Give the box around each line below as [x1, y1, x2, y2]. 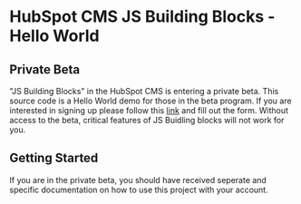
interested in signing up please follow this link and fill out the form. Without [9, 105, 288, 115]
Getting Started [9, 151, 99, 166]
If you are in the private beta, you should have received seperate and [9, 174, 267, 185]
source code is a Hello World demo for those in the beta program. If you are [9, 95, 292, 106]
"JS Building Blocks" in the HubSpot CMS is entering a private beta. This [9, 86, 279, 96]
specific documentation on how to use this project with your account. [9, 184, 269, 195]
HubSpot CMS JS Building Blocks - [9, 6, 276, 27]
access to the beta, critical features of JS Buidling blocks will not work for [9, 115, 285, 125]
